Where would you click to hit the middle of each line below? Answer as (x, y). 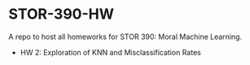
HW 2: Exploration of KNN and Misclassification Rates (110, 52)
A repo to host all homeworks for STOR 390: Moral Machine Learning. (125, 37)
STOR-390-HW (61, 14)
